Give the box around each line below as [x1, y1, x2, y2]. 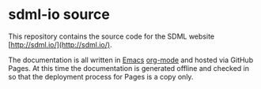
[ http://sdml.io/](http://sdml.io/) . [8, 39, 112, 49]
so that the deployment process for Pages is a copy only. [8, 72, 194, 81]
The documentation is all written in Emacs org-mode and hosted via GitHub [8, 55, 254, 65]
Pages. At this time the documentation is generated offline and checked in [8, 63, 249, 72]
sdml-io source [8, 6, 111, 24]
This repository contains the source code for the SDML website [8, 32, 215, 41]
